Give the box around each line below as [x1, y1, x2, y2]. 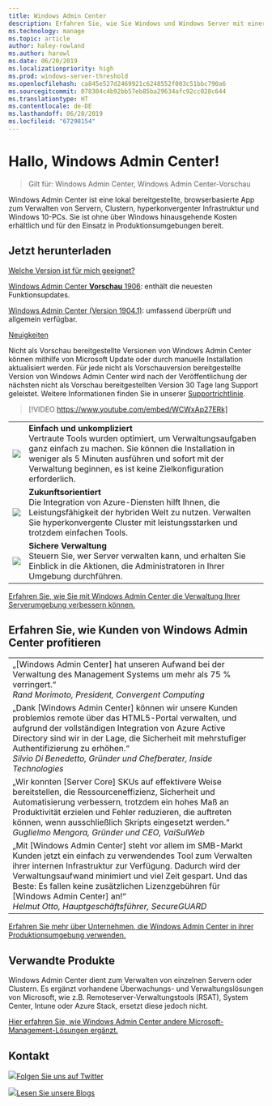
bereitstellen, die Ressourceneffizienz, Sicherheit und [12, 787, 216, 798]
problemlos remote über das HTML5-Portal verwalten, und [12, 712, 237, 724]
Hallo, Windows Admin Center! [8, 152, 220, 171]
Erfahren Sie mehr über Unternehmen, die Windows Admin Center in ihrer [8, 921, 254, 932]
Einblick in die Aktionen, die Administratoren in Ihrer [28, 560, 225, 571]
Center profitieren [8, 636, 101, 650]
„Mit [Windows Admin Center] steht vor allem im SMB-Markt [12, 840, 244, 852]
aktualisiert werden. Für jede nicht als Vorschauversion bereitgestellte [8, 362, 241, 373]
